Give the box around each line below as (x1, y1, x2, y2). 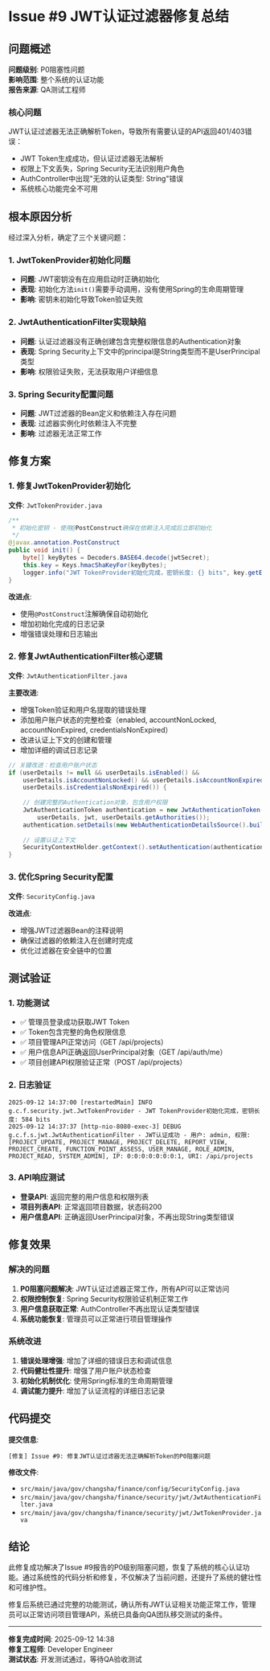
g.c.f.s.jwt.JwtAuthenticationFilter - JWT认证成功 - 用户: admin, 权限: (8, 1131, 251, 1139)
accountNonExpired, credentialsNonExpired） (19, 725, 173, 734)
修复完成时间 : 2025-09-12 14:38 (8, 1634, 115, 1644)
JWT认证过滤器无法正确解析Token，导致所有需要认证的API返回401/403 (8, 126, 245, 137)
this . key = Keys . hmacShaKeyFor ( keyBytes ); (22, 560, 167, 569)
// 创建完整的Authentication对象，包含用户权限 (22, 799, 168, 807)
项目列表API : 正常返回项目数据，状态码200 (19, 1201, 162, 1211)
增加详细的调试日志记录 (19, 745, 98, 754)
